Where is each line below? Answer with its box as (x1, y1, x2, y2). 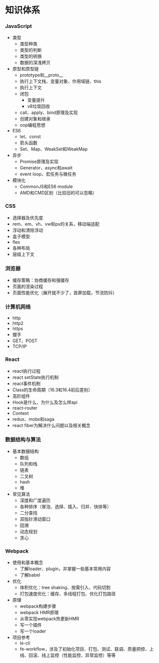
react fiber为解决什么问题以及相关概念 (12, 422, 91, 428)
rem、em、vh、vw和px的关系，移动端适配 (12, 221, 100, 227)
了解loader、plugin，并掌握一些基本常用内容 (19, 566, 111, 572)
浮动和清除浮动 (12, 227, 43, 233)
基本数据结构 (12, 448, 39, 454)
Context (12, 410, 29, 416)
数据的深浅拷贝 (19, 59, 51, 65)
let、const (19, 133, 41, 140)
